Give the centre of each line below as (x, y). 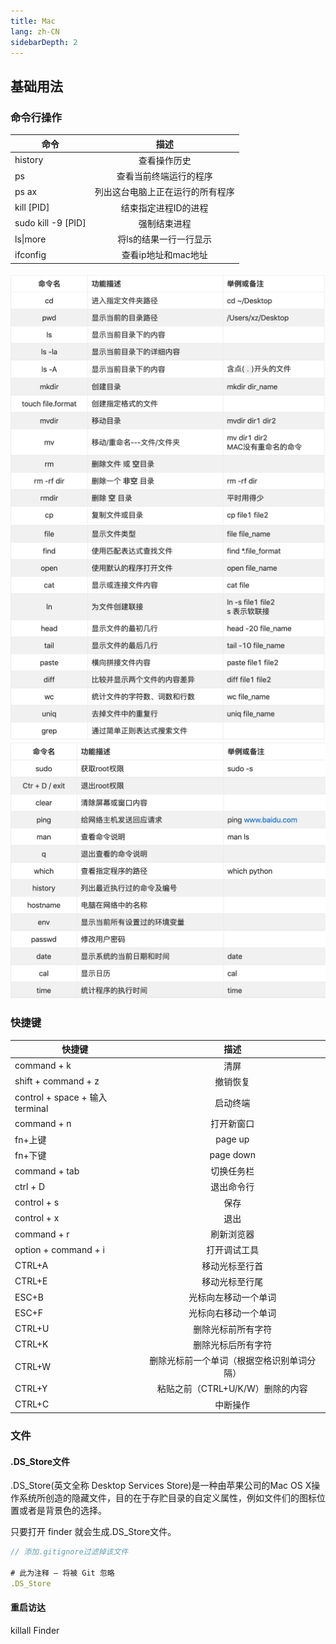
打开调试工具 (233, 1250)
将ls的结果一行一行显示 (165, 239)
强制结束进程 (165, 223)
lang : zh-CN (35, 31)
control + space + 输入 (61, 1097)
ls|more (30, 239)
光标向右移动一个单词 (232, 1313)
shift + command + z (57, 1081)
